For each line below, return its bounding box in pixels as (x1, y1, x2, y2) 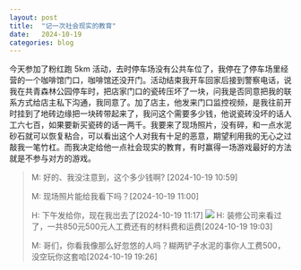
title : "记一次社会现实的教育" (9, 21, 116, 30)
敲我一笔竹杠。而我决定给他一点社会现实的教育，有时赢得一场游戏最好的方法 (9, 142, 292, 153)
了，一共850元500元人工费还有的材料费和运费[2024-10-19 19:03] (30, 221, 273, 232)
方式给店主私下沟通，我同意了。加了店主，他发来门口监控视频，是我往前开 (16, 97, 292, 108)
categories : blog (9, 38, 74, 47)
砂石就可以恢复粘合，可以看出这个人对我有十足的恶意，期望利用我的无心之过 (9, 131, 292, 141)
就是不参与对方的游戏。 (9, 153, 96, 164)
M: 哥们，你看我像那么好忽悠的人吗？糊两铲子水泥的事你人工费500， (30, 240, 286, 251)
